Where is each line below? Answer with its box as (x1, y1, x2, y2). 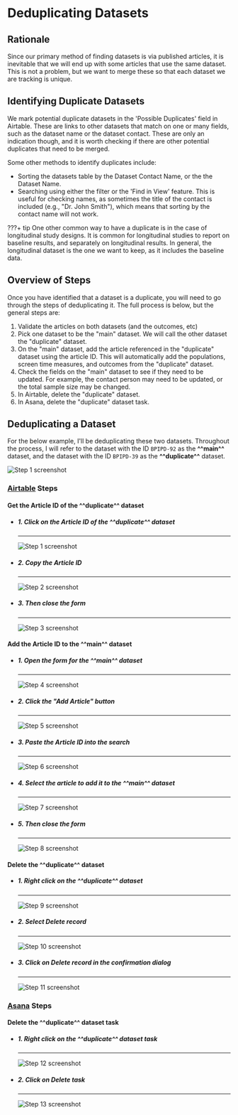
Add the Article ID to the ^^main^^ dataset (7, 640, 132, 648)
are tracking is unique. (7, 75, 73, 83)
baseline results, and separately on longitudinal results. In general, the (7, 238, 212, 247)
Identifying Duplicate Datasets (7, 95, 145, 107)
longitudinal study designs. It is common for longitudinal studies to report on (7, 231, 230, 239)
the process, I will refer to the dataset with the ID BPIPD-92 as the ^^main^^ (7, 444, 225, 453)
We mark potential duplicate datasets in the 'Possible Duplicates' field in (7, 114, 218, 122)
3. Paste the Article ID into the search (17, 738, 130, 746)
